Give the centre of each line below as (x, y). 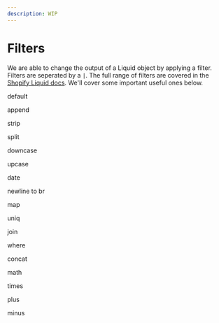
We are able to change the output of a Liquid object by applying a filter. (109, 68)
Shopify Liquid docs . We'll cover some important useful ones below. (105, 82)
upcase (18, 164)
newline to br (26, 191)
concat (17, 259)
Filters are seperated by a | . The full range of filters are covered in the (108, 75)
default (17, 96)
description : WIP (33, 14)
